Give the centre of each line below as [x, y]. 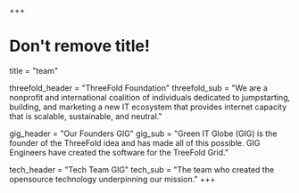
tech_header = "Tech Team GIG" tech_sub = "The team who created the [142, 169]
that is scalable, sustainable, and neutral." [86, 116]
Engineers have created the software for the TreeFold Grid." [119, 152]
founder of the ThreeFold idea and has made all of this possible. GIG [135, 142]
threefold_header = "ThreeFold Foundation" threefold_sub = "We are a [138, 88]
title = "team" [34, 70]
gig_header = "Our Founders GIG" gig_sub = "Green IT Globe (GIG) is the [143, 133]
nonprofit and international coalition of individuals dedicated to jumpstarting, [150, 97]
